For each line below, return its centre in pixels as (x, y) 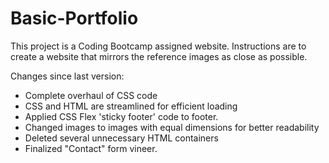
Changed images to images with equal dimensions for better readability (172, 127)
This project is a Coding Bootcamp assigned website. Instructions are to (158, 46)
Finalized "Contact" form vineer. (91, 148)
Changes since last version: (67, 76)
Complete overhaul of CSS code (91, 95)
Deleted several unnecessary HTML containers (121, 138)
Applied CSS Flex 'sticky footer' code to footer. (121, 116)
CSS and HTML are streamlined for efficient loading (131, 106)
